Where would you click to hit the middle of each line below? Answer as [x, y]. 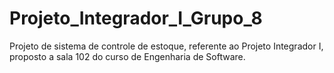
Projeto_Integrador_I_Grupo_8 [136, 18]
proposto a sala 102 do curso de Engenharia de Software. [127, 56]
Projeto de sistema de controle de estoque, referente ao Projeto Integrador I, [166, 46]
